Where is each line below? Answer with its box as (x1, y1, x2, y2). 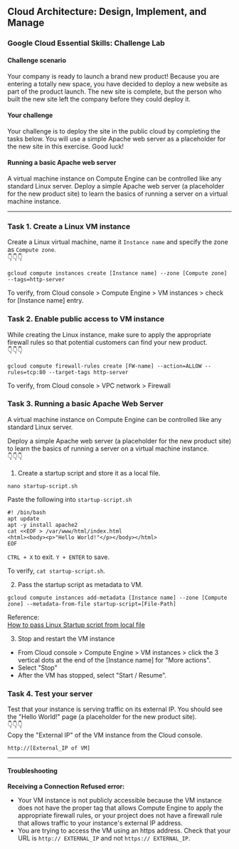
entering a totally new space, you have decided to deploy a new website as (7, 79, 228, 88)
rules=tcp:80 (7, 368, 46, 376)
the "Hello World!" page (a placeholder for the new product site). (7, 713, 197, 721)
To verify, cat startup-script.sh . (7, 566, 105, 575)
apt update (7, 515, 40, 522)
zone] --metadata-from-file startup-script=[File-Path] (7, 600, 176, 608)
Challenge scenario (7, 56, 66, 64)
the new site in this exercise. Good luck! (7, 142, 124, 151)
